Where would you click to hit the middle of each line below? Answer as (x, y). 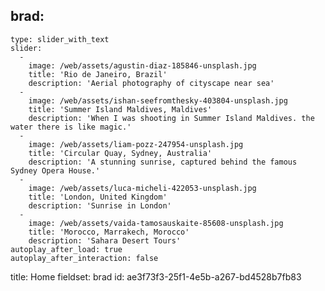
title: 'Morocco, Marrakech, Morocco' (109, 232)
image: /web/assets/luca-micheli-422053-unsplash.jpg (142, 188)
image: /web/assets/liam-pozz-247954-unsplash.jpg (136, 144)
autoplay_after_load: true (66, 249)
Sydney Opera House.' (55, 170)
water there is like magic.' (71, 127)
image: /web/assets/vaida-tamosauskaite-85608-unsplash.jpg (156, 223)
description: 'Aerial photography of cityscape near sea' (151, 83)
